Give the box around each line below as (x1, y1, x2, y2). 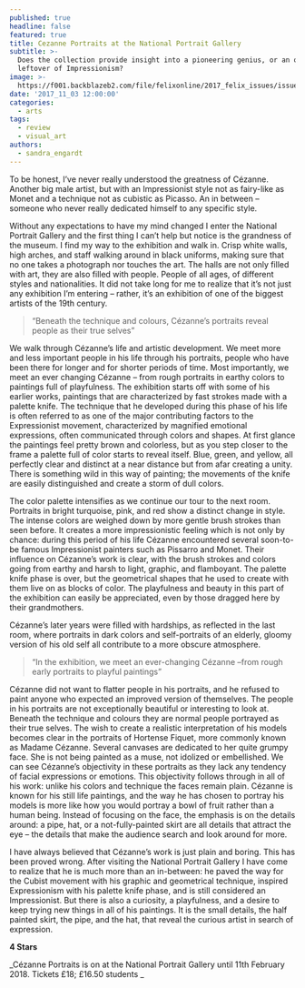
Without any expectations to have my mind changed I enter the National (9, 220, 278, 231)
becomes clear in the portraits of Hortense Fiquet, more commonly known (9, 731, 287, 742)
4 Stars (9, 941, 38, 952)
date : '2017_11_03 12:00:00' (9, 89, 120, 98)
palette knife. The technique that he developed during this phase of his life (9, 400, 288, 411)
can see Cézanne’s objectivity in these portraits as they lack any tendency (9, 761, 287, 771)
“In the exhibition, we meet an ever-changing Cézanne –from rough (31, 656, 283, 667)
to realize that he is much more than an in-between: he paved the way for (9, 865, 284, 876)
